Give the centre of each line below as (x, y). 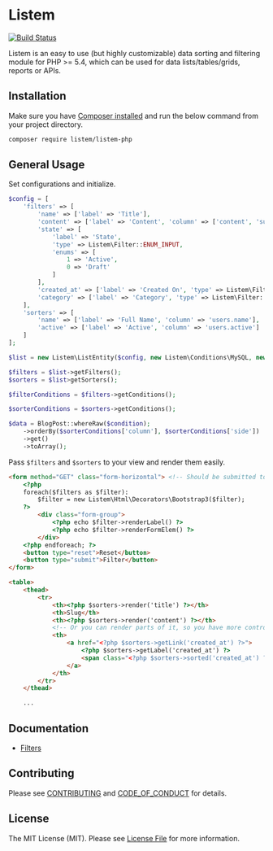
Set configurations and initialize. (62, 184)
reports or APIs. (35, 70)
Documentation (49, 729)
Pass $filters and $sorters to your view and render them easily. (117, 462)
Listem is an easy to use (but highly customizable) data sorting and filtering (134, 53)
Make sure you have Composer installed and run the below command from (133, 116)
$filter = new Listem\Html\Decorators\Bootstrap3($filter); (141, 500)
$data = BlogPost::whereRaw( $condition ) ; (80, 424)
